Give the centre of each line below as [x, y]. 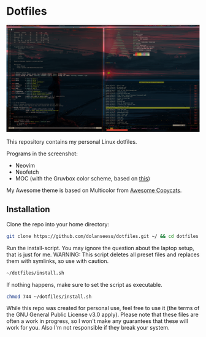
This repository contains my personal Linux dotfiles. [72, 141]
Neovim [25, 165]
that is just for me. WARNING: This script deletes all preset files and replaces [103, 254]
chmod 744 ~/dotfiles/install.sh [49, 297]
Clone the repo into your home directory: [58, 224]
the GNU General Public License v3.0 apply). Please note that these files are [103, 315]
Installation [28, 209]
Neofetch [27, 172]
